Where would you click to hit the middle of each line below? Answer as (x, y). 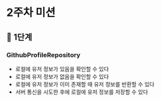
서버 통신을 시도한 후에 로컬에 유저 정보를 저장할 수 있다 (82, 92)
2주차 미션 (31, 13)
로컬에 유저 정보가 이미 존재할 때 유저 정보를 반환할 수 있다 (85, 84)
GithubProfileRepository (44, 54)
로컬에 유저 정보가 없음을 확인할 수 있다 (62, 77)
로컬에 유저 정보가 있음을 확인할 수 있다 (62, 69)
